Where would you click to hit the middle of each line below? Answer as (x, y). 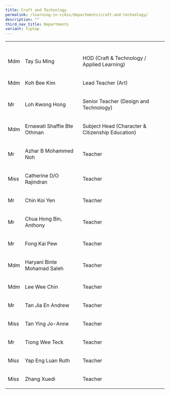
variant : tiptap (22, 29)
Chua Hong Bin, (44, 219)
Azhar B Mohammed (49, 151)
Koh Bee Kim (40, 83)
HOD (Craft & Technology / (115, 58)
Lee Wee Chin (41, 287)
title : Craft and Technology (36, 10)
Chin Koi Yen (40, 200)
